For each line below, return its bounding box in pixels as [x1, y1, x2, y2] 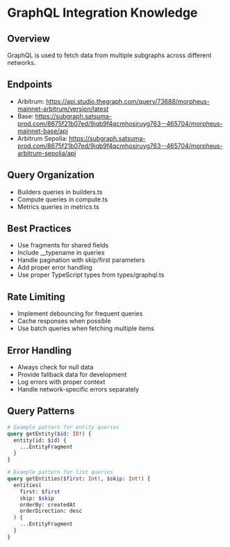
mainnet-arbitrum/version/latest [17, 105, 109, 113]
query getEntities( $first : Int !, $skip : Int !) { [7, 475, 151, 482]
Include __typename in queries [17, 249, 105, 257]
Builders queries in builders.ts [17, 187, 103, 196]
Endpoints [7, 79, 53, 91]
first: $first [19, 488, 60, 495]
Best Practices [7, 223, 72, 235]
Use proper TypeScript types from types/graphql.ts [17, 270, 165, 279]
